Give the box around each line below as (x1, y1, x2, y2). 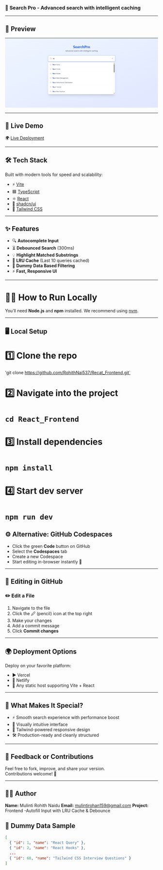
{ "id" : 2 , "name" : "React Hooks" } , (9, 846, 86, 851)
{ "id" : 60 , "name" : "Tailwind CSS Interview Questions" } (9, 855, 131, 861)
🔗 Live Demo (5, 122, 44, 130)
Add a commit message (12, 623, 60, 629)
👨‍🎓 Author (5, 790, 37, 798)
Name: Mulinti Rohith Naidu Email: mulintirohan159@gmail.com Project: (5, 802, 149, 808)
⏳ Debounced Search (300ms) (12, 245, 75, 251)
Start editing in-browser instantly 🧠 (12, 559, 82, 564)
